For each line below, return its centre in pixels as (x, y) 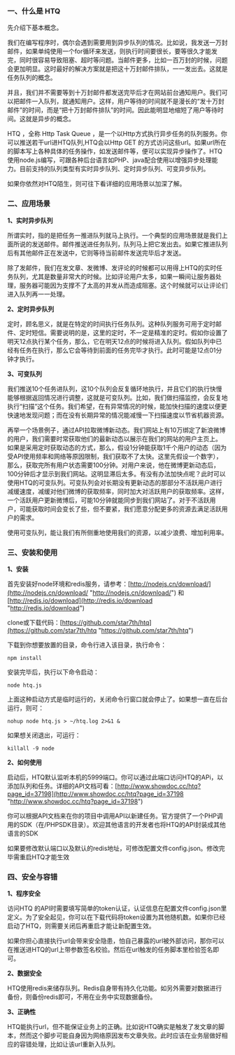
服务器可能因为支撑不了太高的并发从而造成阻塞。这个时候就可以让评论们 (123, 285)
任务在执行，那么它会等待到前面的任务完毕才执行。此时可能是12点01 (117, 350)
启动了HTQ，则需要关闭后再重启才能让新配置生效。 (81, 926)
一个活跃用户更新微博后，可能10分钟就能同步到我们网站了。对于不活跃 (108, 500)
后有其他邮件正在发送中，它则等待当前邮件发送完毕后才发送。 (96, 253)
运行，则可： (26, 708)
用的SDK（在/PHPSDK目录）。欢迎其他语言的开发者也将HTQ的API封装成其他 (116, 824)
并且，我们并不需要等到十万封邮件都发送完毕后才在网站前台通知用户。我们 (114, 93)
